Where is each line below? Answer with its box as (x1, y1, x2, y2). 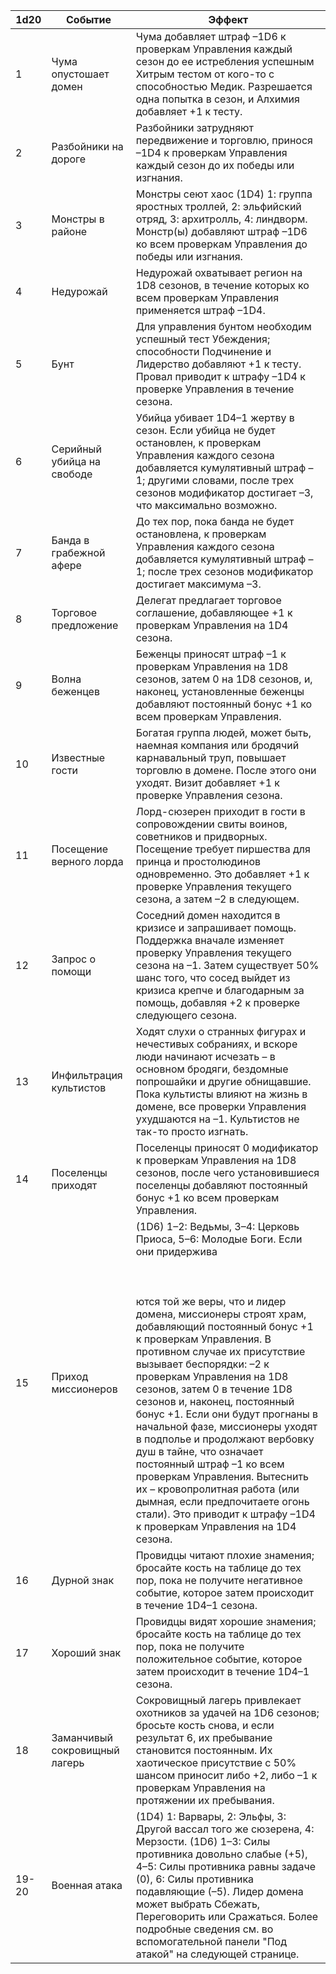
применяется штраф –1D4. (135, 304, 266, 317)
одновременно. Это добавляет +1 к (135, 867, 310, 881)
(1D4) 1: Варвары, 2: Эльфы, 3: (135, 1810, 287, 1823)
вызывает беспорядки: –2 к (135, 1357, 270, 1371)
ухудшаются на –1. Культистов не (135, 1112, 300, 1126)
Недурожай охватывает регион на (135, 266, 303, 279)
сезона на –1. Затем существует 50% (135, 959, 320, 972)
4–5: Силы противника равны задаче (135, 1860, 317, 1873)
